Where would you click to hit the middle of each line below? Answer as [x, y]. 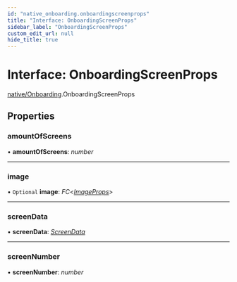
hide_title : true [33, 40]
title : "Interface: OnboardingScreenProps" [72, 20]
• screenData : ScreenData [47, 232]
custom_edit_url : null [41, 33]
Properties [31, 116]
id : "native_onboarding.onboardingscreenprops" [79, 14]
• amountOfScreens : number [50, 151]
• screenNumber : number [45, 272]
